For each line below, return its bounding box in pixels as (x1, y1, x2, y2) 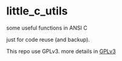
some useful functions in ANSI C (6, 24, 88, 31)
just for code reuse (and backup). (6, 36, 90, 43)
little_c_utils (6, 4, 68, 18)
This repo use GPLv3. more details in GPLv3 (6, 47, 117, 55)
